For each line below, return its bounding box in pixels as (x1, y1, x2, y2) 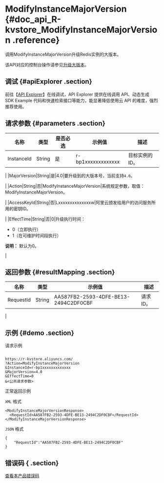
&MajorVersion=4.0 (5, 370, 42, 374)
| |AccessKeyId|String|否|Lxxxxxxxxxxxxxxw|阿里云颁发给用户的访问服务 (5, 199, 152, 205)
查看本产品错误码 (5, 473, 40, 479)
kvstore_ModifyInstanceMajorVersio (5, 24, 158, 35)
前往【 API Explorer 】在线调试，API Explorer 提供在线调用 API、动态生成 (5, 91, 150, 97)
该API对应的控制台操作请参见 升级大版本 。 (5, 62, 89, 67)
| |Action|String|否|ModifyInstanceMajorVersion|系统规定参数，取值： (5, 183, 145, 189)
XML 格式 (5, 398, 22, 404)
